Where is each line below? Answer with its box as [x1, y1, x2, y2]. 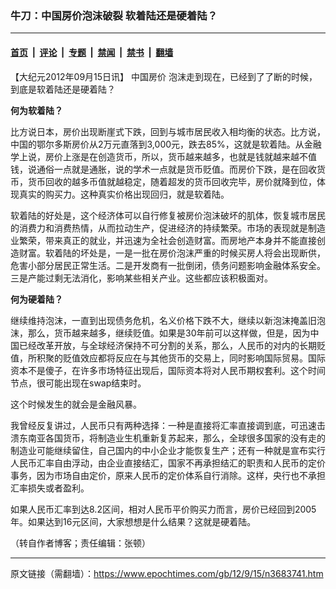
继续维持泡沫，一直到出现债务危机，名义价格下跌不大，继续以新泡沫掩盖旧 [10, 314, 317, 326]
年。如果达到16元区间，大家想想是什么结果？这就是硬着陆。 [10, 515, 257, 527]
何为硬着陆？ [10, 293, 63, 305]
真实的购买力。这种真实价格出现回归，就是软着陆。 [18, 188, 230, 200]
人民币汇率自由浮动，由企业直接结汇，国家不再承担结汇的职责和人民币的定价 [10, 457, 326, 469]
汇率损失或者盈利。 [10, 482, 90, 494]
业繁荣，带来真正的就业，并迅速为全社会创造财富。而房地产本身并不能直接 [10, 234, 317, 246]
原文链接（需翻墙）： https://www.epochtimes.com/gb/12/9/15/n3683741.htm [10, 567, 324, 579]
